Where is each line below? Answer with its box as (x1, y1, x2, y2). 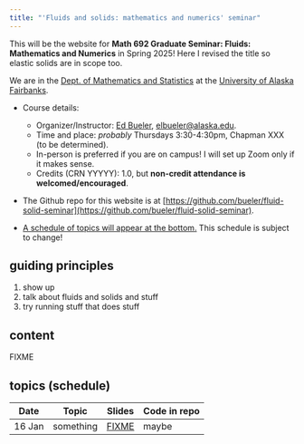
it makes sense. (35, 158, 95, 169)
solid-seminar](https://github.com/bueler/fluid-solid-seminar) (22, 205, 252, 216)
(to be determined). (35, 139, 109, 150)
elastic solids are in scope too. (9, 57, 123, 68)
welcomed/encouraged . (35, 178, 128, 188)
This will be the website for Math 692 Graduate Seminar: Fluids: (9, 38, 252, 49)
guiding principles (9, 258, 115, 274)
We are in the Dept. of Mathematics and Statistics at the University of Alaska (9, 74, 294, 86)
